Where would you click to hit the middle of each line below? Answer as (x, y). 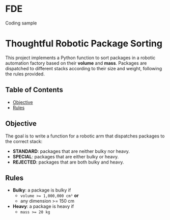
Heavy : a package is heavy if (43, 206)
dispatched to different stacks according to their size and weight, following (83, 68)
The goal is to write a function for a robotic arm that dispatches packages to (85, 136)
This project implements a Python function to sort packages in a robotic (80, 58)
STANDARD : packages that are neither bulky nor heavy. (71, 151)
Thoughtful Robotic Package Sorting (84, 44)
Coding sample (21, 23)
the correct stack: (24, 141)
